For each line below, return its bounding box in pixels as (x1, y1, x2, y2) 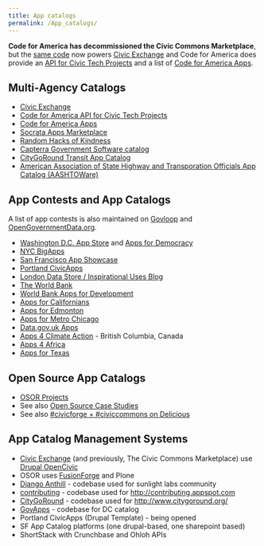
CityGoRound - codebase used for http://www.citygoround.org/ (19, 496, 228, 505)
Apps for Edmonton (19, 306, 84, 316)
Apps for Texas (19, 348, 70, 358)
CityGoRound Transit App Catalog (19, 153, 131, 163)
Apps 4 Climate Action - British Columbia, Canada (19, 332, 184, 341)
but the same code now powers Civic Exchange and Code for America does (8, 49, 257, 59)
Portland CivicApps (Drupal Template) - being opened (19, 513, 196, 522)
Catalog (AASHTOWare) (19, 170, 99, 179)
